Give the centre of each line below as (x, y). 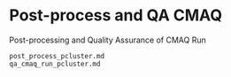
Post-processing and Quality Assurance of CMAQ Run (108, 40)
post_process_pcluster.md (57, 56)
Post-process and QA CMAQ (116, 15)
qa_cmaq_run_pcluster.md (55, 64)
